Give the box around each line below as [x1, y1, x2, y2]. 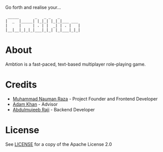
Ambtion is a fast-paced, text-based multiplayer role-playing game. [5, 61, 146, 67]
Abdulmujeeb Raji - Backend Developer [12, 106, 95, 112]
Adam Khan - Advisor [12, 101, 58, 107]
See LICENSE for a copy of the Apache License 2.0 [5, 141, 112, 147]
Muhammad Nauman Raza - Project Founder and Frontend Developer [12, 96, 158, 102]
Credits [5, 79, 37, 90]
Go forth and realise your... [5, 5, 61, 10]
